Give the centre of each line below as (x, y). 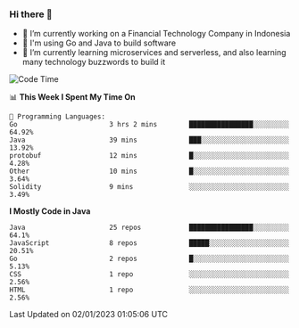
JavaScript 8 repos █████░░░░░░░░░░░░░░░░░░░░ (149, 243)
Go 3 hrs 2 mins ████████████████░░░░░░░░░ (149, 125)
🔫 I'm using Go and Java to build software (99, 43)
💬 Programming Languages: (57, 117)
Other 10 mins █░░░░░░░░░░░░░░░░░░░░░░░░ (149, 172)
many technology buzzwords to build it (94, 62)
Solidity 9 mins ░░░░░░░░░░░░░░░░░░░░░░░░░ (149, 187)
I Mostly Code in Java (50, 211)
